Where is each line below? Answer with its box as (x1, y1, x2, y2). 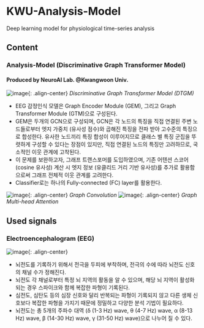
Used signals (6, 216, 57, 226)
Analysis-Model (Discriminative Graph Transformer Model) (6, 61, 186, 69)
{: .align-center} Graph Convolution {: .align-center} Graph (28, 192, 197, 199)
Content (6, 42, 39, 53)
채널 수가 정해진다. (21, 268, 66, 276)
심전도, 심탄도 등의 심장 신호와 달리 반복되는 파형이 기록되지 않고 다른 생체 (15, 292, 192, 299)
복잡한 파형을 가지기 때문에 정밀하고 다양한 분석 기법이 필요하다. (31, 299, 184, 307)
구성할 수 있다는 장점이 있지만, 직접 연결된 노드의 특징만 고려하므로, (31, 141, 192, 148)
